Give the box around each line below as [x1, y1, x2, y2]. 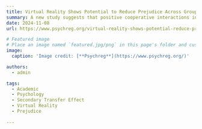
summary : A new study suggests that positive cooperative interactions [6, 14, 189, 20]
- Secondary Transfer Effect [11, 97, 85, 103]
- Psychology [11, 91, 44, 98]
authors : [6, 64, 28, 70]
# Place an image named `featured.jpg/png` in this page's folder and [6, 42, 187, 48]
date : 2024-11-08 [6, 20, 50, 26]
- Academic [11, 86, 39, 92]
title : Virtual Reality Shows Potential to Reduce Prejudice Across [6, 8, 182, 15]
